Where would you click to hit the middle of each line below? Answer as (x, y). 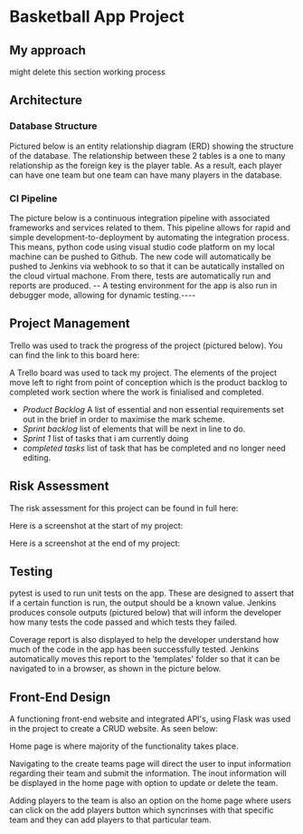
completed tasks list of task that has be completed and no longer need (154, 448)
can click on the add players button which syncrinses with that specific (142, 810)
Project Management (70, 324)
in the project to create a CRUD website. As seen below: (114, 729)
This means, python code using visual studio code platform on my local (142, 247)
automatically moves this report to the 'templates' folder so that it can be (145, 659)
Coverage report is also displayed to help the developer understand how (144, 640)
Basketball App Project (97, 17)
